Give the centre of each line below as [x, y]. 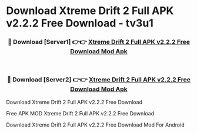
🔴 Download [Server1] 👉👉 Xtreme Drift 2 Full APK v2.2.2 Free [99, 42]
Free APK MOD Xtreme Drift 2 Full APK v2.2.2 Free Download [80, 113]
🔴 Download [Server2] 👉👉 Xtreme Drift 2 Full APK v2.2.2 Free [99, 80]
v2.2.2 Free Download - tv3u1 [80, 23]
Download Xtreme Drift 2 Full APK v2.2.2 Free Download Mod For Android [95, 125]
